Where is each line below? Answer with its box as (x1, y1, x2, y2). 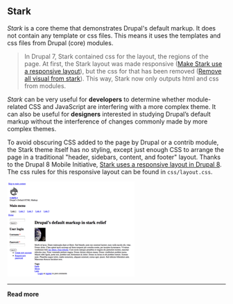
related (7, 102, 28, 110)
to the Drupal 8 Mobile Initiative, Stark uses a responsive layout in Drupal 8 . (7, 160, 222, 169)
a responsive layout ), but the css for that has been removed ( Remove (24, 67, 222, 75)
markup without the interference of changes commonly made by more (7, 117, 208, 126)
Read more (7, 289, 40, 298)
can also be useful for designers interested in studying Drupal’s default (7, 110, 212, 118)
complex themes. (7, 124, 57, 133)
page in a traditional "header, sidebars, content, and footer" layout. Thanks (7, 153, 221, 161)
